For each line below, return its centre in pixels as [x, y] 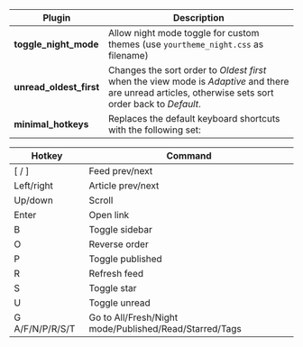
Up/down [34, 200]
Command [189, 155]
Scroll [101, 200]
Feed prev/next [121, 171]
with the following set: [154, 130]
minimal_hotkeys [51, 124]
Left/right [34, 186]
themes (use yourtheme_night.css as [186, 44]
